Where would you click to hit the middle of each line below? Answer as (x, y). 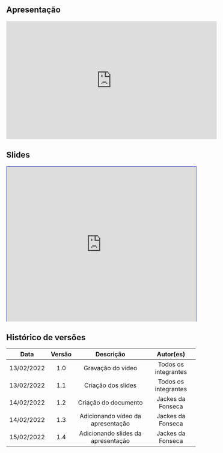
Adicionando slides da (110, 433)
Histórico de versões (46, 337)
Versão (61, 355)
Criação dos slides (110, 385)
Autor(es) (171, 355)
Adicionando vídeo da (110, 416)
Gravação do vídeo (110, 368)
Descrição (110, 355)
